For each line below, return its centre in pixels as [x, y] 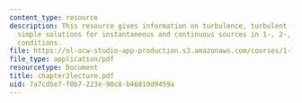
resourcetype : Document [54, 68]
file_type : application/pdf [62, 59]
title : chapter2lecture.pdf [62, 76]
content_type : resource [54, 17]
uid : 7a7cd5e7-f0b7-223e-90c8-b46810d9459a [92, 84]
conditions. [40, 43]
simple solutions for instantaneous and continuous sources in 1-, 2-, [155, 34]
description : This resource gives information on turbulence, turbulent [148, 26]
